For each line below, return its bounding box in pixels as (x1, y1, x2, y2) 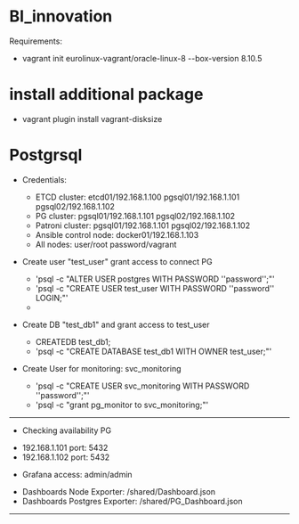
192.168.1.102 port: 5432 (21, 452, 110, 463)
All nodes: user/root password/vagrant (35, 239, 177, 250)
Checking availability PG (21, 425, 112, 436)
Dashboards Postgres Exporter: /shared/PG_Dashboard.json (21, 495, 243, 506)
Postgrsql (9, 145, 83, 166)
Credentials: (21, 174, 67, 184)
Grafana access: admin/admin (21, 469, 133, 479)
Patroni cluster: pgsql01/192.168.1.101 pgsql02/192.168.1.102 (35, 220, 251, 231)
